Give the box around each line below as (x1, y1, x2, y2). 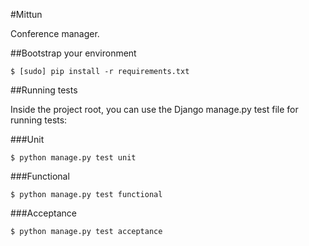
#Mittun (10, 9, 43, 20)
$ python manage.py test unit (10, 153, 137, 163)
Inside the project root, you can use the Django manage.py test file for (10, 104, 299, 115)
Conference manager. (10, 28, 100, 39)
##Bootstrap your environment (10, 47, 137, 59)
